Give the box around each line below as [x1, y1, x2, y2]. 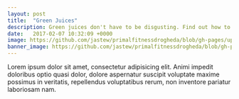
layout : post [7, 10, 46, 18]
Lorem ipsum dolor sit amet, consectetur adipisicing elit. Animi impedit [7, 63, 213, 71]
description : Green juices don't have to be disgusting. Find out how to [7, 23, 231, 30]
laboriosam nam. [7, 86, 57, 93]
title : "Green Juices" [7, 17, 78, 24]
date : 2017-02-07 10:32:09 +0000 [7, 30, 113, 37]
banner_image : [7, 43, 50, 50]
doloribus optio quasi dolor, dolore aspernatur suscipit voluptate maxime [7, 70, 220, 78]
